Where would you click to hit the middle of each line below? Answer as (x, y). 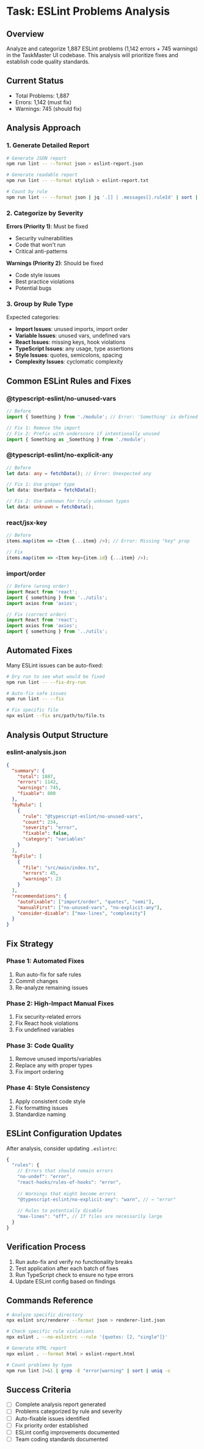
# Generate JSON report (37, 158)
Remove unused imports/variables (58, 1059)
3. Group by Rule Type (40, 303)
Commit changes (37, 981)
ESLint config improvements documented (67, 1432)
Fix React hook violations (47, 1023)
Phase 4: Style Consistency (48, 1088)
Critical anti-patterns (41, 251)
